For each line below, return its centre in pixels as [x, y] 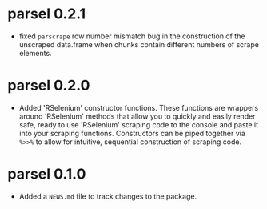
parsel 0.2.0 [49, 86]
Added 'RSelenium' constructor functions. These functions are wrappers [139, 107]
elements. [36, 53]
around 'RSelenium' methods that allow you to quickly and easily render [137, 116]
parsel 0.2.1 [47, 14]
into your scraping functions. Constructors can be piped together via [132, 133]
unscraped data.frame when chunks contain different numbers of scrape [139, 44]
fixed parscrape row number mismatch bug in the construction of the [132, 36]
